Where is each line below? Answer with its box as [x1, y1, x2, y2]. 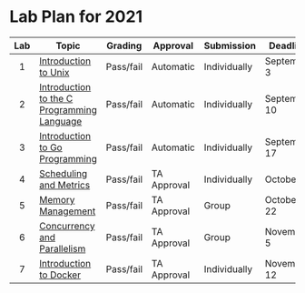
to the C [39, 92, 74, 105]
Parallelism [39, 242, 86, 255]
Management [39, 205, 96, 217]
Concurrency [39, 219, 95, 232]
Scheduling [39, 167, 88, 179]
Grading [106, 39, 143, 52]
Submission [203, 39, 257, 52]
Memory [39, 193, 75, 206]
